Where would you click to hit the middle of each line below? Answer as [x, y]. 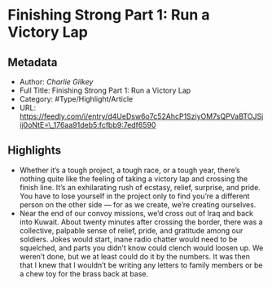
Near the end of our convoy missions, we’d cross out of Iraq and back [136, 213]
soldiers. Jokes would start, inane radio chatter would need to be [128, 239]
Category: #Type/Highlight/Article [76, 99]
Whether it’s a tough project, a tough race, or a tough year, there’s [130, 170]
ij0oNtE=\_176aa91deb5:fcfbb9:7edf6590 [88, 125]
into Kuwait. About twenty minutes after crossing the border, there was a [141, 222]
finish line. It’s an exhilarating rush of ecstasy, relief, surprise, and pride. [140, 187]
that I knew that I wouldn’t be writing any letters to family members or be [141, 265]
